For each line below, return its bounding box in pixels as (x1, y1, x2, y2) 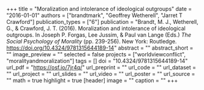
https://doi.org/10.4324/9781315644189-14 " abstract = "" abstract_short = (6, 44, 194, 51)
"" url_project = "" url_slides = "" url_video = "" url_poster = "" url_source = (6, 70, 195, 77)
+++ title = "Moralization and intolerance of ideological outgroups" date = (6, 6, 192, 12)
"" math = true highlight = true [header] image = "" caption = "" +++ (6, 77, 178, 84)
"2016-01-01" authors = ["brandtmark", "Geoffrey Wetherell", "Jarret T (6, 12, 183, 19)
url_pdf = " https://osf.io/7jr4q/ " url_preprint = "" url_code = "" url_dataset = (6, 64, 197, 71)
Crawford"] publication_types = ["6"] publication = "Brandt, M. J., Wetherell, (6, 18, 199, 25)
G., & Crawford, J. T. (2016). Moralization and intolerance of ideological (6, 24, 186, 32)
